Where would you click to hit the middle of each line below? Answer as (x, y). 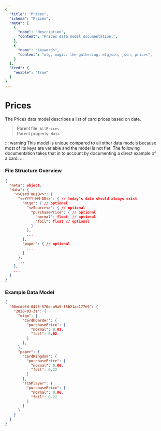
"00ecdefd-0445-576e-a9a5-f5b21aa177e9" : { (54, 307)
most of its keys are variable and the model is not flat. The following (73, 148)
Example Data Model (30, 292)
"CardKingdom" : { (40, 356)
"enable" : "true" (31, 73)
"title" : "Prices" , (29, 14)
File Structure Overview (33, 171)
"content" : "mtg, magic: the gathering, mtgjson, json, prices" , (85, 54)
